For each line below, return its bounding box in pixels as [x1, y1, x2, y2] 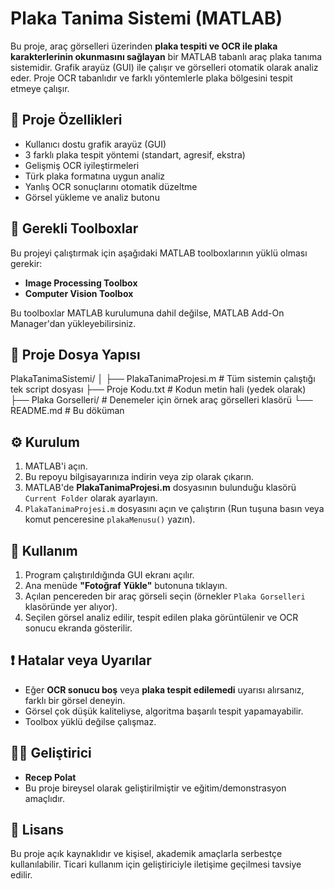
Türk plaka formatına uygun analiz [24, 170, 166, 182]
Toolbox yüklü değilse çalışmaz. [24, 715, 157, 727]
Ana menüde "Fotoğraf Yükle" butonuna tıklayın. [24, 580, 228, 591]
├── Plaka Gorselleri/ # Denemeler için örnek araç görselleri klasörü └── [10, 394, 313, 406]
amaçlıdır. [24, 792, 65, 804]
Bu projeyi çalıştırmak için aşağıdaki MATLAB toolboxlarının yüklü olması [10, 247, 308, 259]
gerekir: [10, 257, 43, 269]
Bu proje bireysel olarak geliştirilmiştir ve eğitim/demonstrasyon [24, 782, 287, 794]
